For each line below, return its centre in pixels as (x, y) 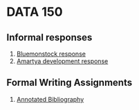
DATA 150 (35, 12)
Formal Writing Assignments (69, 83)
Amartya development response (62, 61)
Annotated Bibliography (50, 99)
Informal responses (49, 37)
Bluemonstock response (51, 54)
